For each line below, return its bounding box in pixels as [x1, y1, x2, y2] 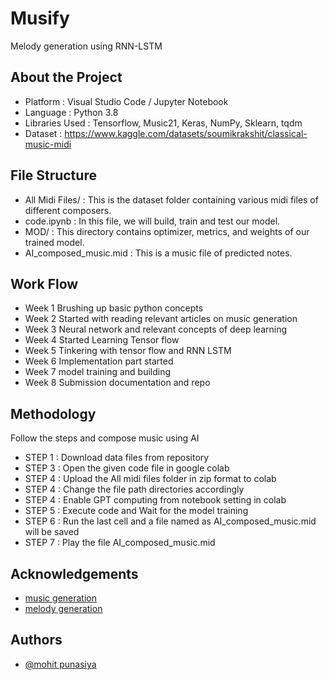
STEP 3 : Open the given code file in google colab [24, 462, 230, 474]
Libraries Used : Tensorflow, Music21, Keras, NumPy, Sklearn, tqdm [24, 117, 303, 129]
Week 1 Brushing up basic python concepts [24, 302, 204, 314]
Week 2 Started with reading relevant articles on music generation [24, 313, 298, 325]
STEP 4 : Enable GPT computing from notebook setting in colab [24, 494, 287, 506]
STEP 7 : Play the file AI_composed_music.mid [24, 537, 216, 549]
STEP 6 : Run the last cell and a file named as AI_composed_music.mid [24, 515, 317, 527]
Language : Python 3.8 [24, 106, 119, 118]
